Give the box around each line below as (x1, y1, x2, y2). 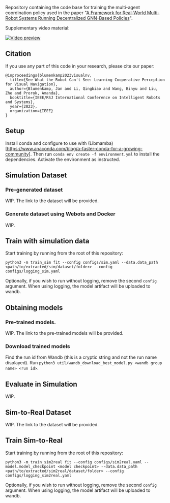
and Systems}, (5, 99, 36, 105)
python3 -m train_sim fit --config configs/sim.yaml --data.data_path (5, 260, 158, 265)
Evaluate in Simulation (5, 380, 77, 388)
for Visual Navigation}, (5, 81, 58, 87)
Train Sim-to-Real (5, 436, 63, 445)
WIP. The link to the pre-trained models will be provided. (5, 330, 124, 336)
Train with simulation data (5, 237, 90, 245)
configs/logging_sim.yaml (5, 269, 60, 274)
